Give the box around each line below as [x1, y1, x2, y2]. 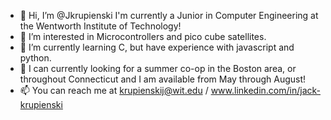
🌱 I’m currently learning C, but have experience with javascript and [19, 41, 295, 53]
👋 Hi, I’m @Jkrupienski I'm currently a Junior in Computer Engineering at [19, 10, 319, 21]
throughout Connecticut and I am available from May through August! [19, 73, 307, 85]
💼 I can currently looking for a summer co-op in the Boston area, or [19, 63, 297, 74]
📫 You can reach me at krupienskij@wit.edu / [19, 85, 209, 96]
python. [19, 52, 52, 64]
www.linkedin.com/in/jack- [210, 85, 321, 96]
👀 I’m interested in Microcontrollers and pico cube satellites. [19, 31, 267, 42]
